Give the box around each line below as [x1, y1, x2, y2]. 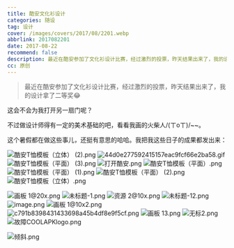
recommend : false [7, 50, 58, 57]
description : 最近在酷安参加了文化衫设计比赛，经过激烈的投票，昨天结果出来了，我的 [7, 56, 224, 63]
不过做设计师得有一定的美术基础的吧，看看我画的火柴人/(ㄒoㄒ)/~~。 [7, 120, 205, 129]
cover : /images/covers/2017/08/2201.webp [7, 29, 130, 37]
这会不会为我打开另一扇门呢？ [7, 105, 93, 114]
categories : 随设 [7, 17, 56, 24]
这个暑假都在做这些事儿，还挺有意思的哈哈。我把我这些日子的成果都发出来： [7, 136, 227, 144]
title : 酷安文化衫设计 [7, 10, 66, 17]
